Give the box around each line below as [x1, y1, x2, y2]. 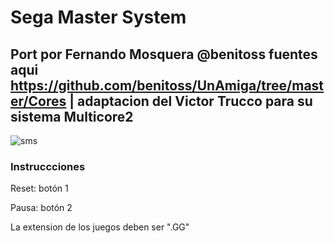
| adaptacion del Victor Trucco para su [69, 92, 313, 110]
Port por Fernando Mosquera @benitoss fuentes [10, 46, 318, 63]
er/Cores [10, 92, 67, 110]
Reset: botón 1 [10, 182, 69, 195]
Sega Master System [10, 6, 187, 29]
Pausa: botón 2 [10, 202, 73, 214]
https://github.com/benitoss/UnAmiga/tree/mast [10, 77, 325, 94]
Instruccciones [10, 159, 86, 173]
